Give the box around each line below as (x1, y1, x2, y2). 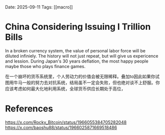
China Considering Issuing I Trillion (5, 22, 151, 32)
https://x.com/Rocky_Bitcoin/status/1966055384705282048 (5, 119, 127, 125)
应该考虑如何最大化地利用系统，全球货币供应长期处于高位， (5, 86, 126, 91)
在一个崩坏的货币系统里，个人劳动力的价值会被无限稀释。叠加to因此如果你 (5, 73, 156, 79)
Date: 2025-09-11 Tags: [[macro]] (5, 4, 73, 10)
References (5, 103, 53, 114)
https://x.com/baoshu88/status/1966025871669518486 (5, 124, 117, 130)
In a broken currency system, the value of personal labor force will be (5, 47, 146, 53)
